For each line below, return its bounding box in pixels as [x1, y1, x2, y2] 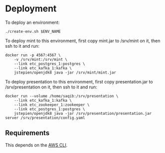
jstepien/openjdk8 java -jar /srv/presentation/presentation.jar [14, 111, 152, 116]
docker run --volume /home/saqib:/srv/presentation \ [5, 93, 119, 98]
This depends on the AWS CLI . [5, 142, 68, 148]
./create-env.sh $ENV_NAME [5, 29, 61, 34]
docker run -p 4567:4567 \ [5, 53, 61, 58]
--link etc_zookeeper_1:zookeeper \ [14, 102, 90, 107]
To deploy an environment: [5, 19, 60, 25]
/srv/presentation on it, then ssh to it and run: [5, 84, 98, 90]
